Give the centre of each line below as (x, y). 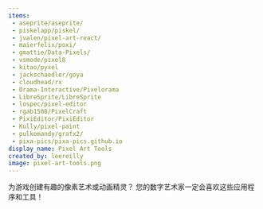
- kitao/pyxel (35, 68)
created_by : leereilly (46, 156)
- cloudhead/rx (37, 82)
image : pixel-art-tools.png (55, 164)
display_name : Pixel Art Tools (60, 149)
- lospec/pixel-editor (49, 104)
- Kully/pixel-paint (46, 126)
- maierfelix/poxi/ (44, 45)
